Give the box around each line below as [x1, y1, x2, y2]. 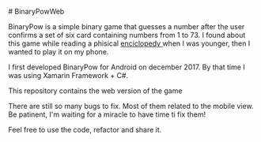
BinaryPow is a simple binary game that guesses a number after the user [8, 22, 245, 31]
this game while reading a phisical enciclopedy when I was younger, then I [8, 39, 251, 48]
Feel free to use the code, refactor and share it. [8, 125, 162, 134]
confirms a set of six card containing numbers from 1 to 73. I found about [8, 31, 246, 39]
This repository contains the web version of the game [8, 86, 183, 95]
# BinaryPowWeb [8, 7, 65, 16]
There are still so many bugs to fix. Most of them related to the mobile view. [8, 102, 254, 110]
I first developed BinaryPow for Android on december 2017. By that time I [8, 62, 245, 72]
